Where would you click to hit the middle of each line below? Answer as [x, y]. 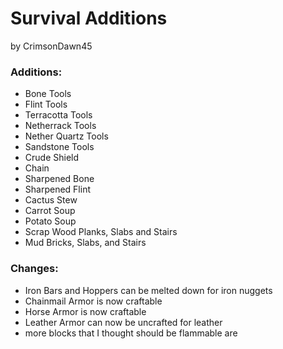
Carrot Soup [50, 211]
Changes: [34, 269]
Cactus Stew [51, 200]
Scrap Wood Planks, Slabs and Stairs [101, 232]
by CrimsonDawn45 [51, 46]
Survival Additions [89, 18]
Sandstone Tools [59, 147]
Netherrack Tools [60, 126]
